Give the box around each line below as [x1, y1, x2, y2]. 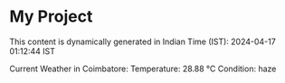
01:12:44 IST [9, 45, 56, 56]
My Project [9, 6, 93, 27]
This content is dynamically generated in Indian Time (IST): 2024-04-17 [9, 36, 276, 47]
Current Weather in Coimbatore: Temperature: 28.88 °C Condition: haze [9, 63, 277, 74]
